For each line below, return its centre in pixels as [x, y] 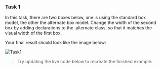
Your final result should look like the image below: [56, 43]
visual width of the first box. [34, 33]
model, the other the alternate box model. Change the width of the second [81, 23]
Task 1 [13, 7]
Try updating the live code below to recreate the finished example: [85, 62]
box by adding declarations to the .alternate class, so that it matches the [79, 28]
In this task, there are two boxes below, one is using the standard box [76, 18]
